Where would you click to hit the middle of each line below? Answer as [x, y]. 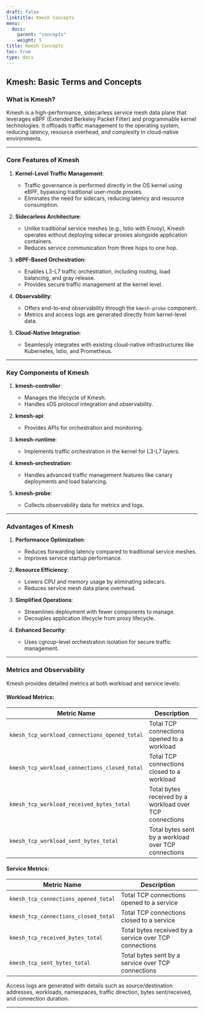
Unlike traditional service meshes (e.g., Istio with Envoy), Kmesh [104, 228]
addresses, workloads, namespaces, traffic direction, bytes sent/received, [99, 992]
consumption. [41, 204]
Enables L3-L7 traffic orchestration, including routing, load [97, 271]
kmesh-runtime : [36, 439]
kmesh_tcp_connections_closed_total [62, 916]
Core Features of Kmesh [43, 160]
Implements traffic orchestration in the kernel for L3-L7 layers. [102, 451]
